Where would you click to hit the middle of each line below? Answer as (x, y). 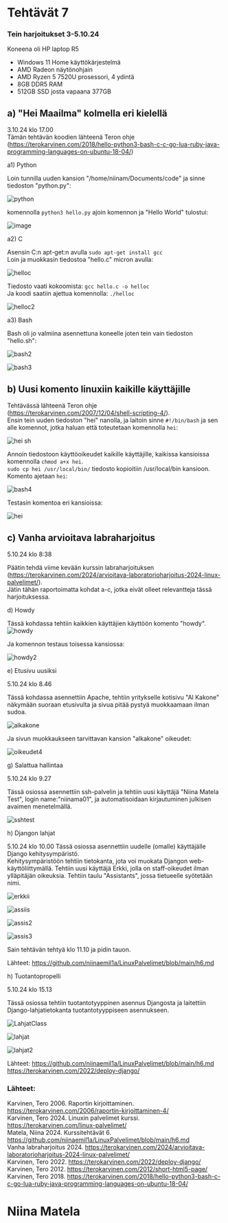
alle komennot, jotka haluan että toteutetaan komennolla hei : (93, 428)
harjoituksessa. (28, 597)
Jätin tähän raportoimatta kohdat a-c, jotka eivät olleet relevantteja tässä (110, 589)
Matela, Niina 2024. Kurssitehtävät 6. (59, 1133)
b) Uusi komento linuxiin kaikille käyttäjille (99, 389)
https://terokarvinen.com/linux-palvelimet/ (67, 1125)
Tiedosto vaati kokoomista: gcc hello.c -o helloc (78, 286)
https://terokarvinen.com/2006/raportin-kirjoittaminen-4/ (88, 1111)
